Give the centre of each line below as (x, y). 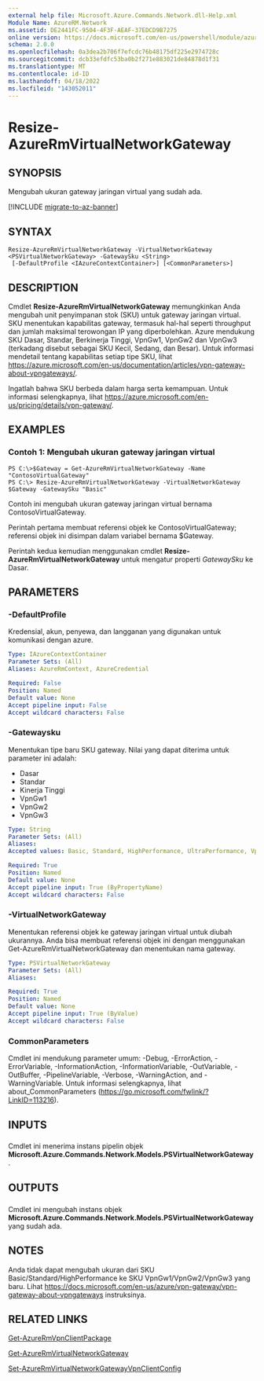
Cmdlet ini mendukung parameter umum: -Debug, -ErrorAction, (111, 1058)
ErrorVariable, (31, 1067)
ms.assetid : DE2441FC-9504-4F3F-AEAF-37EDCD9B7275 (93, 30)
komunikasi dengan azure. (51, 640)
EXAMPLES (37, 430)
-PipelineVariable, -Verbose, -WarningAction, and (123, 1075)
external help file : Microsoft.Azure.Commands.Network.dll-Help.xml (123, 15)
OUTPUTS (33, 1187)
